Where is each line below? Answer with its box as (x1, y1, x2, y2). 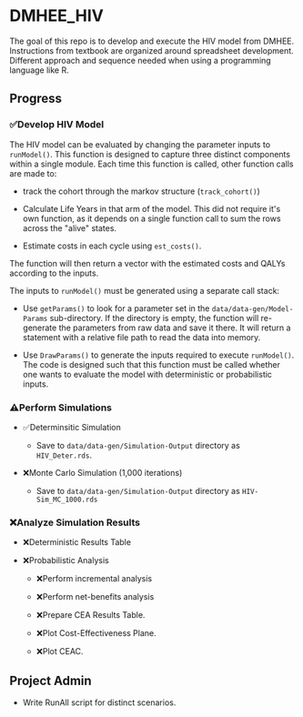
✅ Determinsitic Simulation (22, 421, 121, 432)
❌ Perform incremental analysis (35, 573, 153, 584)
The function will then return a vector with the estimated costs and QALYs (9, 258, 286, 268)
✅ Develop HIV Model (9, 118, 105, 131)
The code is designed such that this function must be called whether (22, 358, 280, 369)
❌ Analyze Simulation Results (9, 516, 141, 529)
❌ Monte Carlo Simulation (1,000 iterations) (22, 467, 183, 478)
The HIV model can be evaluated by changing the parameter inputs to (9, 138, 271, 150)
